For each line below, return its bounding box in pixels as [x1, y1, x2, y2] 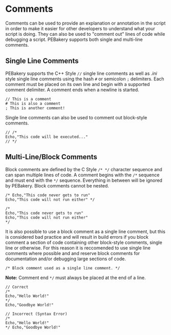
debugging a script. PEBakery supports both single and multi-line [5, 36, 143, 43]
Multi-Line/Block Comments [5, 153, 97, 161]
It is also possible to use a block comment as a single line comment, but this [5, 228, 165, 235]
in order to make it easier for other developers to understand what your [5, 25, 155, 31]
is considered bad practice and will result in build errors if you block [5, 234, 148, 240]
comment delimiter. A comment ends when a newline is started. [5, 87, 139, 93]
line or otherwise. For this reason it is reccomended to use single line [5, 244, 151, 251]
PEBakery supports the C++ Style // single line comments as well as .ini [5, 70, 157, 76]
